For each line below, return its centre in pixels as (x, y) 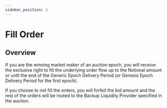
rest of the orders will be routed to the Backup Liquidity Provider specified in (83, 96)
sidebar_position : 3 (27, 10)
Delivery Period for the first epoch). (42, 81)
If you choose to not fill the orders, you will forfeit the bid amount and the (80, 90)
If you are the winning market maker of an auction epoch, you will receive (81, 65)
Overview (21, 53)
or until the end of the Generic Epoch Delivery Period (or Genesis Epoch (79, 75)
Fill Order (24, 34)
